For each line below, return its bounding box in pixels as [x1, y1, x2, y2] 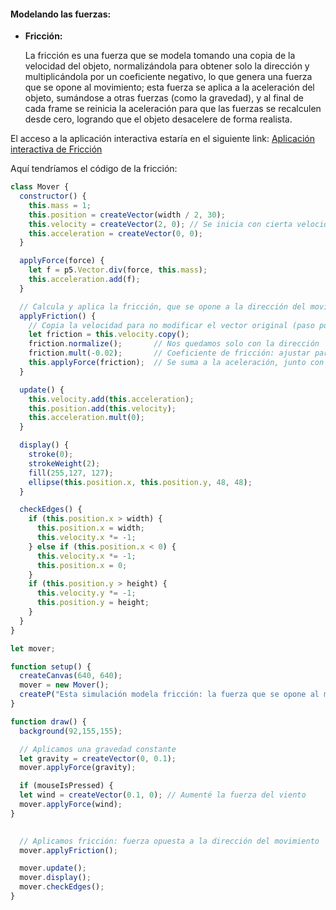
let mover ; [10, 643, 56, 654]
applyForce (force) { [19, 256, 105, 266]
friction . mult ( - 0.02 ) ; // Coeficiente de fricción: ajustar [28, 348, 311, 359]
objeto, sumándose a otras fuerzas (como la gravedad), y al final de [24, 92, 304, 104]
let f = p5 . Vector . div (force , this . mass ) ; [28, 265, 208, 275]
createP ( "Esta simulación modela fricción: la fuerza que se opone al [19, 690, 320, 700]
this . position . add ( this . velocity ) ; [28, 403, 177, 414]
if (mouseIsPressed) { [19, 781, 114, 791]
